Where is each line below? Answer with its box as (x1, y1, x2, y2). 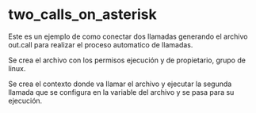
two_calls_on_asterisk (8, 6, 157, 24)
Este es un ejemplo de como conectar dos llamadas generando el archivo (8, 32, 248, 41)
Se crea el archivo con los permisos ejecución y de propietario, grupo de (8, 55, 246, 65)
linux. (8, 63, 26, 73)
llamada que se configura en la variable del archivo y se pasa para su (8, 87, 235, 96)
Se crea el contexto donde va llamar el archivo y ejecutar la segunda (8, 79, 232, 89)
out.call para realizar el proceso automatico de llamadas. (8, 40, 193, 49)
